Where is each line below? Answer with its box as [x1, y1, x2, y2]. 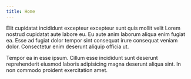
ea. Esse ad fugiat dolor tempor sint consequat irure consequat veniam [6, 37, 178, 44]
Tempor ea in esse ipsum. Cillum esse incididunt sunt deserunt [6, 54, 158, 61]
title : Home [6, 8, 35, 15]
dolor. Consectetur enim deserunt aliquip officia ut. [6, 43, 129, 50]
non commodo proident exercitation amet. [6, 66, 108, 73]
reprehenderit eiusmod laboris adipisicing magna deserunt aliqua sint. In [6, 60, 181, 67]
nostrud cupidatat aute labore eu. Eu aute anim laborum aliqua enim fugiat [6, 30, 186, 38]
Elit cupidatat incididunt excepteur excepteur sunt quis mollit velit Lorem [6, 24, 181, 31]
